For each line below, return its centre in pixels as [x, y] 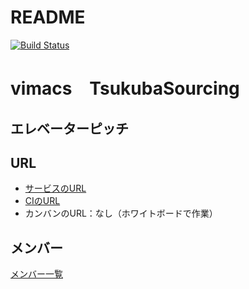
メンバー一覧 [36, 274]
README [48, 17]
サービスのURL [55, 188]
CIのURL [42, 201]
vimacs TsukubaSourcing [125, 88]
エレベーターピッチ [69, 128]
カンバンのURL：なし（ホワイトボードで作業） [121, 213]
